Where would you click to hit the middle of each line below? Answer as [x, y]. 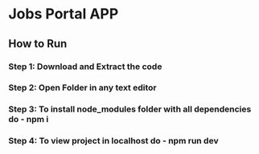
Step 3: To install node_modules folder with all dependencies [130, 109]
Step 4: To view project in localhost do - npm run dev [113, 141]
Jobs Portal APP [64, 14]
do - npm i [29, 120]
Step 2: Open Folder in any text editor [82, 87]
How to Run [38, 44]
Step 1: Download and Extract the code [85, 67]
